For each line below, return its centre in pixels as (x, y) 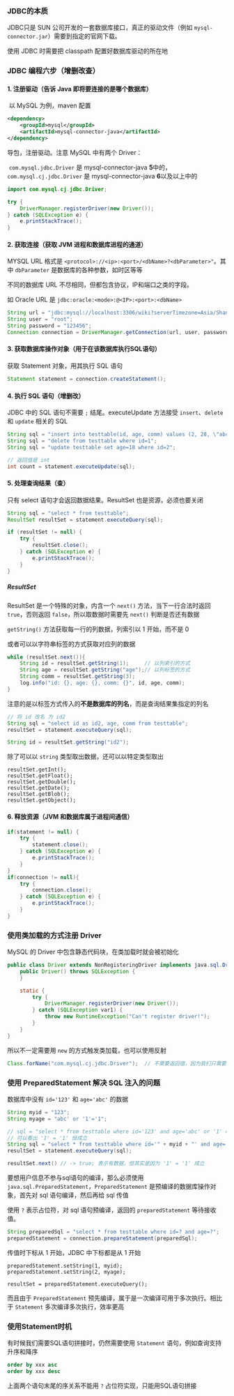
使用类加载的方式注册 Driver (55, 935)
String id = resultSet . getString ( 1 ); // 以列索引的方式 (105, 663)
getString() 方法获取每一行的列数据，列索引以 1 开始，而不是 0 (98, 629)
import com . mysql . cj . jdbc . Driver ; (57, 189)
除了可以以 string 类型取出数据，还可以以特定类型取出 (85, 757)
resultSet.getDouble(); (42, 782)
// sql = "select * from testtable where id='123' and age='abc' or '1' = (118, 1132)
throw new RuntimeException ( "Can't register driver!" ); (127, 1016)
